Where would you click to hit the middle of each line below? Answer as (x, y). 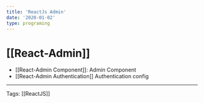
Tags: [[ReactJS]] (28, 94)
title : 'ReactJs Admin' (36, 12)
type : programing (28, 23)
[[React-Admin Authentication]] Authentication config (82, 76)
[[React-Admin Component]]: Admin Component (76, 70)
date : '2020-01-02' (31, 18)
